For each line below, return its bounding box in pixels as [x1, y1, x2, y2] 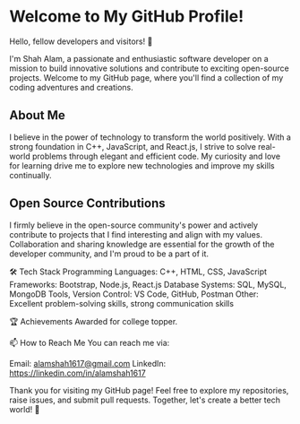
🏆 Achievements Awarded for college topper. [9, 316, 178, 326]
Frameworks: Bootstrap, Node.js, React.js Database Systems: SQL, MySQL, [9, 279, 287, 290]
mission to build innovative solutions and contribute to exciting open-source [9, 63, 289, 74]
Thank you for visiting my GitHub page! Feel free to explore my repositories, [9, 385, 289, 395]
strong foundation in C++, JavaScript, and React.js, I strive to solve [9, 141, 257, 151]
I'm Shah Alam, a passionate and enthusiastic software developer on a [9, 53, 269, 64]
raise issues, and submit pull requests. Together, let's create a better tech [9, 394, 280, 405]
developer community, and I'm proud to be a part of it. [9, 248, 209, 259]
